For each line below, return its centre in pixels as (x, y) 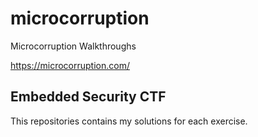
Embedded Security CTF (88, 97)
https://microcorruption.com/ (70, 65)
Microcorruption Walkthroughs (73, 46)
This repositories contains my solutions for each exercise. (129, 121)
